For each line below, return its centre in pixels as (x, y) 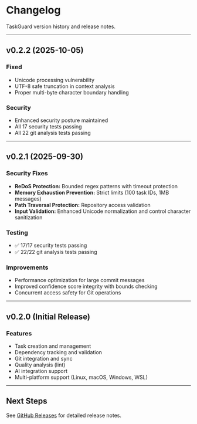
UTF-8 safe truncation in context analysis (65, 86)
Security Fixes (27, 174)
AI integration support (41, 371)
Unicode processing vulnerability (55, 80)
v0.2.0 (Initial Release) (48, 316)
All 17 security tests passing (48, 126)
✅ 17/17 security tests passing (51, 245)
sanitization (28, 217)
